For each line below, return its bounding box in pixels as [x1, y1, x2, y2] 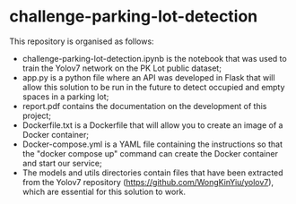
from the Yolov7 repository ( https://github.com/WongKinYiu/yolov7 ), [22, 176, 274, 187]
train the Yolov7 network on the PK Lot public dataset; [22, 63, 222, 73]
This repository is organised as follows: [9, 36, 154, 47]
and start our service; [22, 157, 102, 168]
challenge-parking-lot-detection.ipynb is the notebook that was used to [22, 53, 287, 64]
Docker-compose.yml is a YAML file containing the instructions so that [22, 139, 283, 149]
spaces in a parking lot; [22, 91, 109, 102]
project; [22, 110, 52, 121]
